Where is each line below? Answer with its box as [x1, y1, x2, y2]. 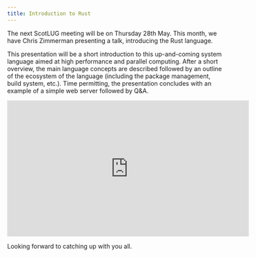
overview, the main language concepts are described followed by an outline [7, 64, 222, 73]
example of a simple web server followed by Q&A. [7, 86, 149, 95]
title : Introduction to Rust [7, 10, 91, 17]
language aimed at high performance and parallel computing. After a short [7, 57, 219, 66]
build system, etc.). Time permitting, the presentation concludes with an [7, 79, 212, 87]
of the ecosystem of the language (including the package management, [7, 72, 211, 80]
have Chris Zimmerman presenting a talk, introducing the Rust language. [7, 36, 213, 45]
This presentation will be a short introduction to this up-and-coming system [7, 50, 222, 58]
